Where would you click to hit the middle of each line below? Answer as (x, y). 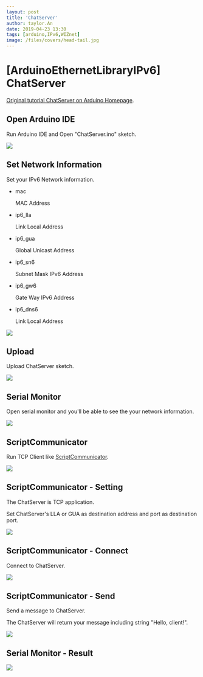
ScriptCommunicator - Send (61, 596)
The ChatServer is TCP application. (50, 502)
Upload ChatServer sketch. (40, 366)
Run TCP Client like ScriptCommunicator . (57, 457)
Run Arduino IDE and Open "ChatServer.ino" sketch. (71, 134)
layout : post (23, 12)
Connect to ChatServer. (36, 565)
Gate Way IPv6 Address (45, 297)
